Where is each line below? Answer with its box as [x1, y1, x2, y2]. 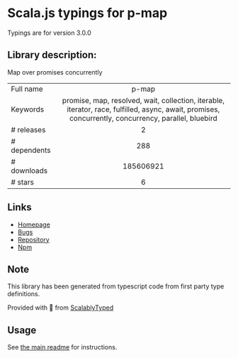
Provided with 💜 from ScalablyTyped [7, 303, 114, 312]
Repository [17, 235, 50, 244]
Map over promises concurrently [7, 67, 103, 76]
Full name [11, 84, 44, 94]
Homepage [17, 220, 51, 229]
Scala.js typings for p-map [7, 5, 168, 21]
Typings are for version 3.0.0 [7, 28, 91, 37]
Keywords [11, 104, 45, 114]
